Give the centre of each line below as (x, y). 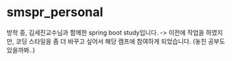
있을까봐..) (21, 50)
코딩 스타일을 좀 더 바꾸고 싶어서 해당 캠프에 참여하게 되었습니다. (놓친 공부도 (121, 41)
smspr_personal (55, 12)
